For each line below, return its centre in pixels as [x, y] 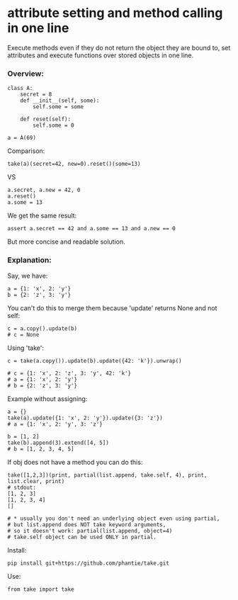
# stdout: [22, 487]
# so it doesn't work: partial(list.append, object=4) [90, 531]
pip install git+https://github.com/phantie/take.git [89, 563]
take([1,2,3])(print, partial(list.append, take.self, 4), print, [107, 475]
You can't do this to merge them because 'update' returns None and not [112, 308]
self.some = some [58, 107]
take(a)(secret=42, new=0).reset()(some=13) [74, 164]
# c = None [23, 334]
